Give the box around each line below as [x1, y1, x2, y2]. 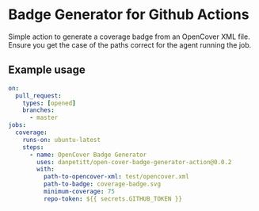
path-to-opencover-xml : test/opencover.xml [43, 173, 190, 181]
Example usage [8, 63, 86, 77]
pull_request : [15, 91, 62, 100]
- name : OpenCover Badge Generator [29, 151, 147, 159]
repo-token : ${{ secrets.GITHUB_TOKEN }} [43, 194, 182, 203]
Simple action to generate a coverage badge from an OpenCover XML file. [8, 32, 251, 41]
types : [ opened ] [22, 99, 77, 107]
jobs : [8, 121, 26, 129]
